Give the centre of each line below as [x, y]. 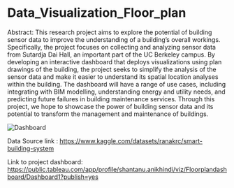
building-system [31, 148]
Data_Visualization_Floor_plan [97, 13]
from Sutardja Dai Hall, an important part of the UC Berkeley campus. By [111, 55]
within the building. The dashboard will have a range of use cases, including [117, 84]
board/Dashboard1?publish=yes [53, 177]
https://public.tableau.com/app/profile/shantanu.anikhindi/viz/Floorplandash [117, 169]
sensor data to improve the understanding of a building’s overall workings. [114, 39]
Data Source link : [32, 140]
